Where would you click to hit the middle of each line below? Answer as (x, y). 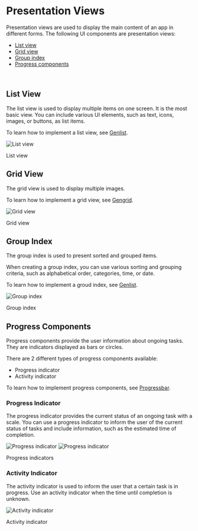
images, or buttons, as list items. (46, 121)
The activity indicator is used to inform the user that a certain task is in (92, 486)
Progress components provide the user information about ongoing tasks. (95, 341)
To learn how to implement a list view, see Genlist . (67, 132)
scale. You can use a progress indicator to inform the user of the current (94, 423)
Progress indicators (30, 458)
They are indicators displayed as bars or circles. (65, 347)
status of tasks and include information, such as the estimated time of (91, 428)
